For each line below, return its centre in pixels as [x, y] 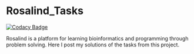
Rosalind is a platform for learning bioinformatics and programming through [97, 38]
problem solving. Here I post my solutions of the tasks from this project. [93, 45]
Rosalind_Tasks [45, 11]
